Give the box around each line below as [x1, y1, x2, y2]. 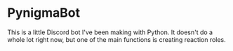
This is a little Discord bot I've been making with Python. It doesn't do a [7, 28, 213, 36]
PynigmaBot [7, 5, 81, 21]
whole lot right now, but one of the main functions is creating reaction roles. [7, 35, 226, 43]
